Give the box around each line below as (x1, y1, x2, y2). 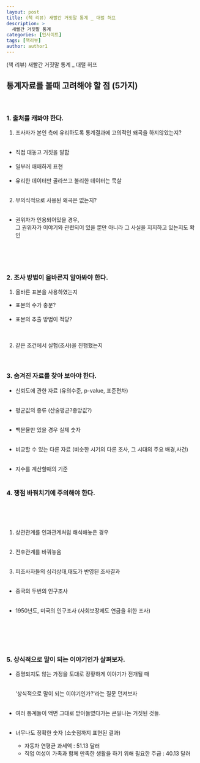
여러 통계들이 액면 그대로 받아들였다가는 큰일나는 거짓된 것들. (15, 710, 161, 717)
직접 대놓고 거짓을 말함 (15, 148, 70, 155)
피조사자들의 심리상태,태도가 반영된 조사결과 (15, 568, 120, 575)
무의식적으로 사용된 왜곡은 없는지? (15, 196, 97, 203)
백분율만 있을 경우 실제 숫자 (15, 426, 81, 433)
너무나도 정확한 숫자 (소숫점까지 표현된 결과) (15, 729, 121, 737)
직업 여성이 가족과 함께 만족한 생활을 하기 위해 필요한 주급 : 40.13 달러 (24, 750, 191, 757)
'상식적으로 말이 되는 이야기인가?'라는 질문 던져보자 (15, 690, 138, 697)
